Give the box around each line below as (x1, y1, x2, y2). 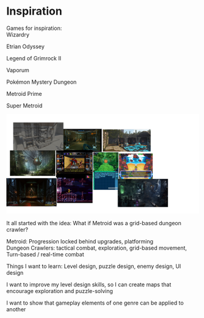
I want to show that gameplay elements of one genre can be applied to (6, 299, 184, 306)
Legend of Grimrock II (6, 54, 62, 62)
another (6, 306, 26, 313)
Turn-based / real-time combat (6, 251, 84, 258)
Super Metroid (6, 102, 43, 109)
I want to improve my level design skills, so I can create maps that (6, 281, 172, 288)
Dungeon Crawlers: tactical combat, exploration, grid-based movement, (6, 244, 188, 251)
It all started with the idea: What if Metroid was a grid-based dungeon (6, 220, 181, 227)
